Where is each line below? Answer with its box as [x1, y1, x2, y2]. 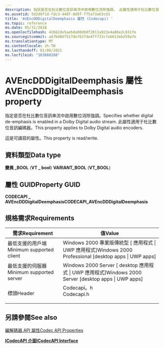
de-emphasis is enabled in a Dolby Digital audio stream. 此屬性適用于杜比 [5, 119, 153, 125]
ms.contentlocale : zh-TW [5, 43, 56, 48]
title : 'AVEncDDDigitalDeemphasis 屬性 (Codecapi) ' [5, 16, 113, 21]
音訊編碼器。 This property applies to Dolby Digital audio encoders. [9, 125, 143, 131]
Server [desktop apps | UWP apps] [62, 275, 143, 282]
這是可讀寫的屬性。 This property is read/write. [5, 135, 99, 141]
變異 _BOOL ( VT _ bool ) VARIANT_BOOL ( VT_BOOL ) [5, 165, 111, 171]
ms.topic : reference [5, 20, 47, 26]
